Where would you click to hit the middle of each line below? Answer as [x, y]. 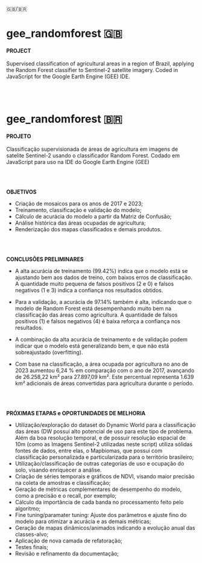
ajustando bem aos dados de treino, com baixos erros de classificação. [104, 277]
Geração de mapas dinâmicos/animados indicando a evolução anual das [105, 528]
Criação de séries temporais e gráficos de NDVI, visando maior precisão [105, 476]
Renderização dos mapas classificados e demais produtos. [88, 229]
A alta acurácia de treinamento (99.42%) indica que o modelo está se [101, 271]
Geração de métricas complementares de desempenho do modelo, [98, 489]
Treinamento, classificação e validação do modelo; [78, 210]
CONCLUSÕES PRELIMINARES [45, 259]
